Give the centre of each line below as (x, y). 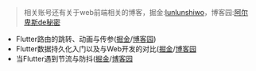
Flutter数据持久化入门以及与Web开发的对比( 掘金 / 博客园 (106, 49)
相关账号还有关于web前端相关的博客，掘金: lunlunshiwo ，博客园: (129, 12)
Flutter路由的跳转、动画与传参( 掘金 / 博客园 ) (86, 39)
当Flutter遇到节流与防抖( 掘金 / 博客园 (74, 59)
